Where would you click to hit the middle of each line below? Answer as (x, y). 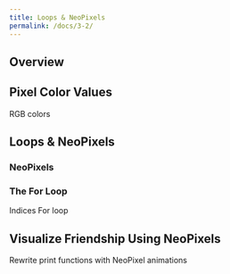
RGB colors (30, 113)
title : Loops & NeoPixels (57, 17)
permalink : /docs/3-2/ (51, 26)
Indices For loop (39, 211)
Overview (37, 62)
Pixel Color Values (61, 92)
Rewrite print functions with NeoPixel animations (98, 261)
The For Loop (39, 191)
